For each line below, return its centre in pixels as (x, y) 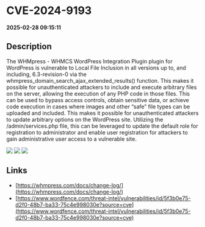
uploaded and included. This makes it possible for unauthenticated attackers (103, 113)
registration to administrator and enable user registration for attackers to (97, 132)
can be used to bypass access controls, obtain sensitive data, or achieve (98, 100)
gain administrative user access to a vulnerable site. (72, 139)
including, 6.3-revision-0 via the (46, 74)
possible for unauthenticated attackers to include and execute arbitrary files (102, 87)
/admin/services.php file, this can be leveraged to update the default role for (102, 126)
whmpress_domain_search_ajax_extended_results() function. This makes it (100, 80)
